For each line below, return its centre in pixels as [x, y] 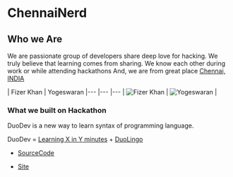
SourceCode [36, 153]
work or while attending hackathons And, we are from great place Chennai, [116, 71]
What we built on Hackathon [57, 110]
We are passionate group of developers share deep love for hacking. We [113, 56]
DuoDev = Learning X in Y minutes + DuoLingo [75, 140]
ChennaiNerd [47, 13]
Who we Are [35, 39]
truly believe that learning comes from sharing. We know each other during [116, 63]
